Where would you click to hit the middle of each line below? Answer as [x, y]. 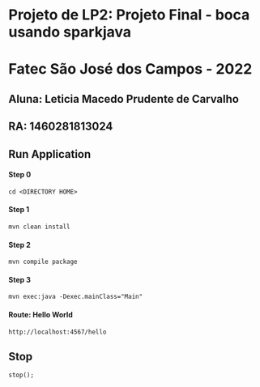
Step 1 [19, 210]
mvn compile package [43, 262]
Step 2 [19, 245]
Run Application [50, 154]
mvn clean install [39, 227]
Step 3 [19, 279]
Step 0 [20, 175]
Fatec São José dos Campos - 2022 [130, 69]
